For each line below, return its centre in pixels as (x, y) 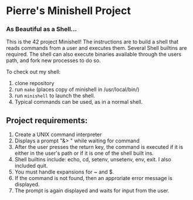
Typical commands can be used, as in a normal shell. (79, 102)
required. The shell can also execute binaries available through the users (94, 55)
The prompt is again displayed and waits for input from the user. (92, 191)
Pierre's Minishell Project (68, 11)
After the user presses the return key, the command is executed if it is (99, 147)
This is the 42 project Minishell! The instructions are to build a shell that (92, 42)
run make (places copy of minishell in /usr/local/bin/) (77, 90)
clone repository (34, 83)
